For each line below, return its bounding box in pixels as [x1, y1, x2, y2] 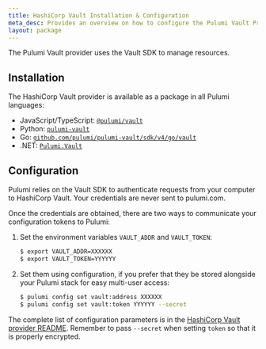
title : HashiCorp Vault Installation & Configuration [8, 11, 190, 20]
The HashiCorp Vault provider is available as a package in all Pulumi [8, 92, 230, 101]
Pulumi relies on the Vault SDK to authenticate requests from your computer [8, 185, 256, 194]
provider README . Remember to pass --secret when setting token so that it [8, 323, 256, 332]
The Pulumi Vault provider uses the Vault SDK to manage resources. [8, 48, 230, 58]
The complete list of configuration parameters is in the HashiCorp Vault [8, 314, 241, 324]
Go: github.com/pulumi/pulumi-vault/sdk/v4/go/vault [19, 132, 196, 142]
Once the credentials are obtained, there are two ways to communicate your [8, 209, 257, 218]
